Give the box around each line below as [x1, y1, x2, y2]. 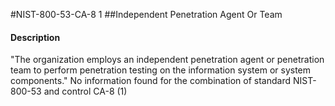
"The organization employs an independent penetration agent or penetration [10, 54, 325, 66]
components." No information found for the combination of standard [10, 75, 292, 87]
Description [10, 31, 61, 43]
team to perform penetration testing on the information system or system [10, 64, 312, 76]
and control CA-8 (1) [43, 85, 128, 98]
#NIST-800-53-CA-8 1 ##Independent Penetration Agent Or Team [10, 9, 283, 20]
